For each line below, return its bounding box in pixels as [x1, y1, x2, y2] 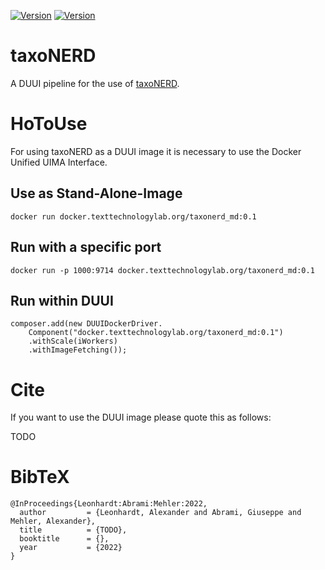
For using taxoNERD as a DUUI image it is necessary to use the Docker [10, 145, 302, 157]
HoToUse [10, 113, 88, 135]
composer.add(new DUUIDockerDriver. [10, 319, 163, 329]
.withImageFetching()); [28, 345, 128, 355]
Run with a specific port [10, 239, 162, 256]
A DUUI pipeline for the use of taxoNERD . [10, 77, 180, 89]
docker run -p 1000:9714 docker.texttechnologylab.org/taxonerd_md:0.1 [10, 265, 315, 275]
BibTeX [10, 466, 70, 489]
